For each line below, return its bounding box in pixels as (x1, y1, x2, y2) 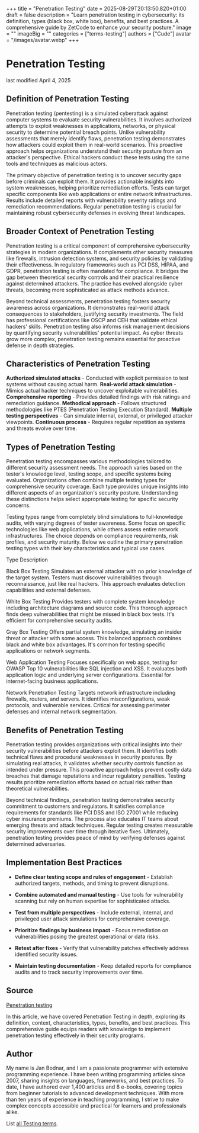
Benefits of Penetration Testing (6, 725, 124, 735)
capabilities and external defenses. (6, 586, 92, 594)
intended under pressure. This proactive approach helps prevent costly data (6, 766, 192, 773)
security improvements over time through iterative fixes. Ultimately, (6, 828, 170, 834)
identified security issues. (14, 951, 78, 958)
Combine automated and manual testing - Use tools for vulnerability (14, 891, 184, 898)
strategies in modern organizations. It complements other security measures (6, 248, 193, 255)
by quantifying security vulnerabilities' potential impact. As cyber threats (6, 329, 184, 336)
